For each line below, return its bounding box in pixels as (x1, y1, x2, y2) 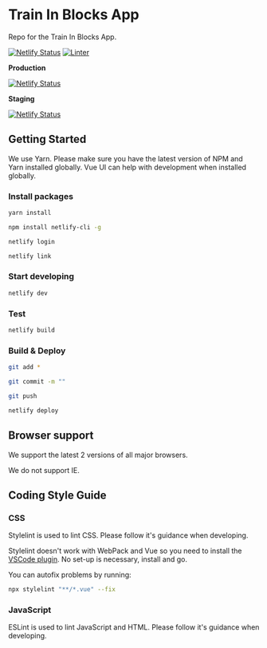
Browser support (8, 429, 94, 443)
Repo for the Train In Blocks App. (8, 32, 117, 42)
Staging (8, 93, 35, 103)
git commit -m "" (8, 378, 66, 386)
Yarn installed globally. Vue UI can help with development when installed (8, 162, 247, 172)
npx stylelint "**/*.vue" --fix (8, 586, 116, 594)
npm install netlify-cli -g (8, 223, 102, 231)
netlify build (8, 326, 56, 335)
